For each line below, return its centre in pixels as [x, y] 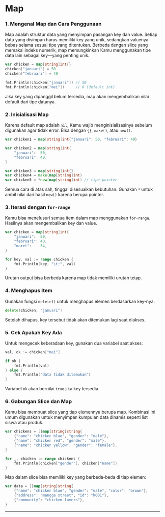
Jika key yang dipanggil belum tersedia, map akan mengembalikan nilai [77, 96]
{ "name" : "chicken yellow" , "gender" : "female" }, [66, 445]
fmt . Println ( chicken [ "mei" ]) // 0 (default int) [60, 87]
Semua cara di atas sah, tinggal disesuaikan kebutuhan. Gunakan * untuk [79, 189]
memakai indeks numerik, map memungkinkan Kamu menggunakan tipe [78, 50]
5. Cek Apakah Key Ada [34, 332]
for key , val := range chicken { [39, 259]
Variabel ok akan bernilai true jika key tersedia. [52, 389]
